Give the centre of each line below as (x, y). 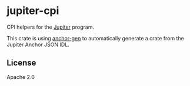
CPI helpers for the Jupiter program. (51, 27)
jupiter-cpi (33, 11)
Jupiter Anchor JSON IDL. (38, 44)
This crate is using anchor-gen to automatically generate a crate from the (95, 38)
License (21, 63)
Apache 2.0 (21, 77)
